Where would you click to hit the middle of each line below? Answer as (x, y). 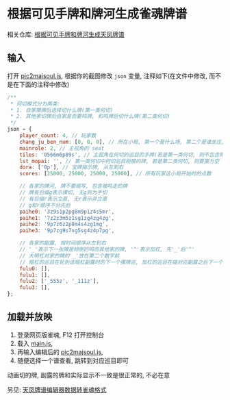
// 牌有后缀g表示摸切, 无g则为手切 (63, 192)
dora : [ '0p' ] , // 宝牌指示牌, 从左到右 (72, 167)
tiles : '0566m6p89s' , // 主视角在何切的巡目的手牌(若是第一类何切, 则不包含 (119, 155)
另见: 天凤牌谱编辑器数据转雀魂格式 (57, 389)
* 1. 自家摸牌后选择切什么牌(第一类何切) (62, 110)
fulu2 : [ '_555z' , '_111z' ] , (59, 282)
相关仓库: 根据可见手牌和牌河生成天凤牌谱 (66, 34)
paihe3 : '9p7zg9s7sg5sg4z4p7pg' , (67, 231)
